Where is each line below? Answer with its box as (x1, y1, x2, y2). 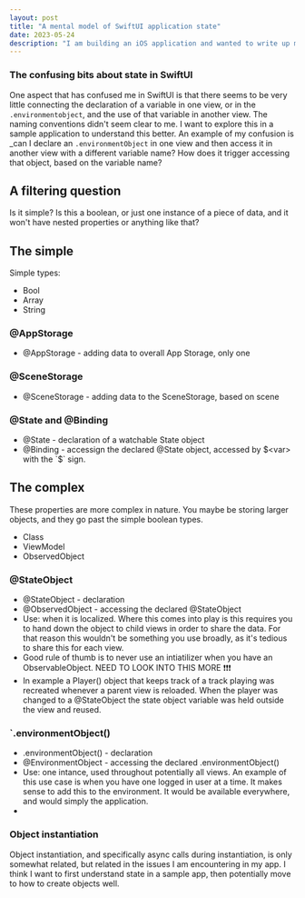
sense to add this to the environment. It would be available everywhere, (22, 786, 290, 797)
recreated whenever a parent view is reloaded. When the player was (22, 685, 279, 696)
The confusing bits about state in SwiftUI (9, 69, 193, 82)
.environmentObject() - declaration (22, 747, 152, 759)
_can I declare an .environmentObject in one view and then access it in (9, 137, 273, 148)
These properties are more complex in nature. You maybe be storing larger (9, 504, 289, 514)
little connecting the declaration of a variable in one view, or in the (9, 99, 256, 110)
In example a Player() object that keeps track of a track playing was (22, 675, 275, 686)
